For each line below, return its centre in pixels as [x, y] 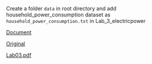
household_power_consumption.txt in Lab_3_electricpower [76, 21]
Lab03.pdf [19, 55]
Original [16, 44]
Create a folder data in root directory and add [61, 9]
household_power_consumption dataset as [58, 15]
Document [19, 32]
